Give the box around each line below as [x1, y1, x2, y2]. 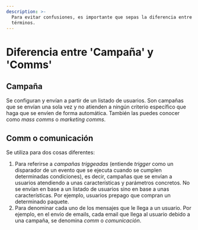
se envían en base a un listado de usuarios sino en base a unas [14, 186, 170, 193]
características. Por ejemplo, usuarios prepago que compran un [14, 192, 171, 199]
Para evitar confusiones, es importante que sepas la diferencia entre [11, 14, 193, 20]
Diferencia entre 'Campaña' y [6, 45, 154, 59]
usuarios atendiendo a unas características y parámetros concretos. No [14, 179, 190, 187]
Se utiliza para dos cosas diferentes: [6, 149, 95, 156]
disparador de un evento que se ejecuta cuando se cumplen [14, 167, 162, 174]
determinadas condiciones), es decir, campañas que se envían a [14, 173, 173, 180]
